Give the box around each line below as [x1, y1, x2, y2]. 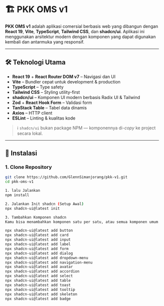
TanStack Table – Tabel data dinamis [12, 104, 87, 110]
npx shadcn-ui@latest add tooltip [5, 287, 76, 292]
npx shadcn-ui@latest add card [5, 233, 69, 238]
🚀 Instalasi [5, 149, 38, 158]
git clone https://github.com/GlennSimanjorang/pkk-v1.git [5, 175, 128, 180]
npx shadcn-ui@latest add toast [5, 283, 71, 287]
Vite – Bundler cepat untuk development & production [12, 79, 121, 84]
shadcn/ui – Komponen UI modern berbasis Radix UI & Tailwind [12, 94, 141, 100]
